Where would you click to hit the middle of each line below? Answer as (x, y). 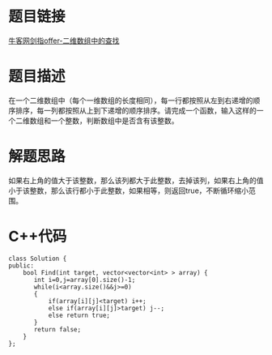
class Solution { (38, 259)
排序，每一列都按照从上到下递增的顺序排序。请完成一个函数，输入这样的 (136, 110)
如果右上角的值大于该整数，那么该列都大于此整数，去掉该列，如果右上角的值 (136, 180)
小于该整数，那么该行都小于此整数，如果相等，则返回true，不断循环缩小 (129, 190)
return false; (57, 329)
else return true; (79, 315)
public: (21, 265)
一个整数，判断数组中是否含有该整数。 (115, 120)
